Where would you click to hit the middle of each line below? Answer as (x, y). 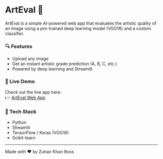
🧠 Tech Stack (21, 112)
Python (19, 122)
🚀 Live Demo (20, 82)
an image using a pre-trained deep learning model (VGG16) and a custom (78, 28)
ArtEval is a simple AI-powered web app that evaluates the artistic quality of (81, 23)
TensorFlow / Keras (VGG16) (40, 132)
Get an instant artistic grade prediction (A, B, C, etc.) (65, 64)
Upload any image (30, 59)
